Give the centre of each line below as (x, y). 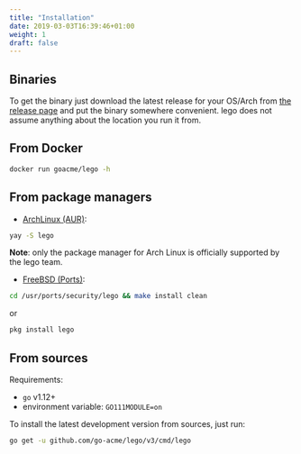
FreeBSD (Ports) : (54, 279)
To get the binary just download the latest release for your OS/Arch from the (150, 101)
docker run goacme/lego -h (60, 169)
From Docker (46, 148)
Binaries (33, 79)
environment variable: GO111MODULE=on (92, 407)
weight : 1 (28, 34)
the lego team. (36, 262)
